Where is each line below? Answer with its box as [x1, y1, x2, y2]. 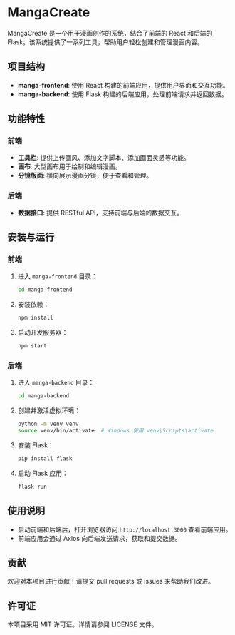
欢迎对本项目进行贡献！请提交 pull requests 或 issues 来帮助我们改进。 [7, 577, 215, 586]
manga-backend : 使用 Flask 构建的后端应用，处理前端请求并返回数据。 [17, 90, 228, 98]
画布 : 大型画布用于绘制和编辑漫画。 [17, 162, 122, 171]
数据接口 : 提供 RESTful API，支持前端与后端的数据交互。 [17, 208, 184, 217]
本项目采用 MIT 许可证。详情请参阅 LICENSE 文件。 [7, 620, 158, 629]
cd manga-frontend [17, 286, 73, 293]
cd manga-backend [17, 392, 70, 400]
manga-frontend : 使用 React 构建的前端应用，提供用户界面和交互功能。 [17, 81, 229, 89]
